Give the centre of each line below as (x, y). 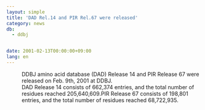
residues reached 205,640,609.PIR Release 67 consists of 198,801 (105, 94)
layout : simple (26, 12)
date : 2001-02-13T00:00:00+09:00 (49, 51)
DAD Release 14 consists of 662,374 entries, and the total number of (108, 87)
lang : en (17, 57)
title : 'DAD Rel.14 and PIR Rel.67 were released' (72, 18)
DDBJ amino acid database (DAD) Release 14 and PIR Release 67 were (110, 74)
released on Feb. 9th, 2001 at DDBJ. (67, 81)
